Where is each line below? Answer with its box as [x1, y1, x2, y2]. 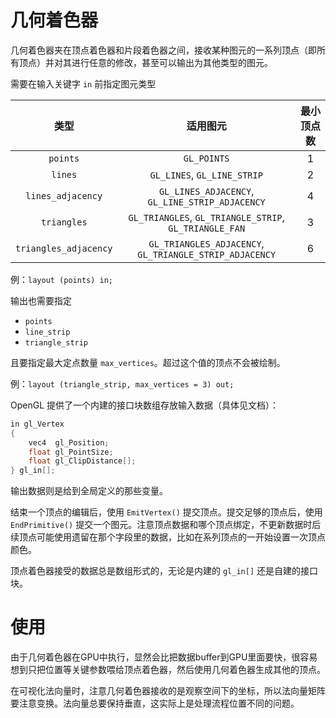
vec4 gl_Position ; [28, 437, 110, 448]
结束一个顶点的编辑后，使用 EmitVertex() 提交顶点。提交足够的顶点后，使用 [10, 506, 323, 518]
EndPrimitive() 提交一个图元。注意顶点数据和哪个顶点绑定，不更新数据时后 [10, 519, 322, 531]
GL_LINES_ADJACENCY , [158, 184, 255, 198]
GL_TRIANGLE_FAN [168, 222, 246, 234]
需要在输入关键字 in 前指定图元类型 [10, 77, 157, 90]
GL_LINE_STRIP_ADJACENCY [147, 196, 266, 208]
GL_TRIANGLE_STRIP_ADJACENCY [137, 249, 277, 260]
